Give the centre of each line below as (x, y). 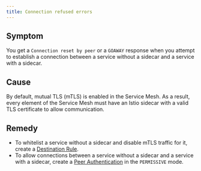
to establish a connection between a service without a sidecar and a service (100, 57)
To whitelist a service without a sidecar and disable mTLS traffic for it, (101, 143)
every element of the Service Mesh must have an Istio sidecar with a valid (97, 103)
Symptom (25, 36)
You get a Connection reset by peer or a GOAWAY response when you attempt (100, 50)
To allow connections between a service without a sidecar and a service (104, 155)
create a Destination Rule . (47, 149)
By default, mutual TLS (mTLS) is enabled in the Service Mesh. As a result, (98, 97)
